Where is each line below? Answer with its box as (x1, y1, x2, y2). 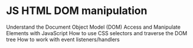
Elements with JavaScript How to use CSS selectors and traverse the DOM (6, 29, 188, 36)
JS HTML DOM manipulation (6, 4, 148, 18)
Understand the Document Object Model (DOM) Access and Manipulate (6, 23, 181, 30)
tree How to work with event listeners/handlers (6, 36, 120, 43)
